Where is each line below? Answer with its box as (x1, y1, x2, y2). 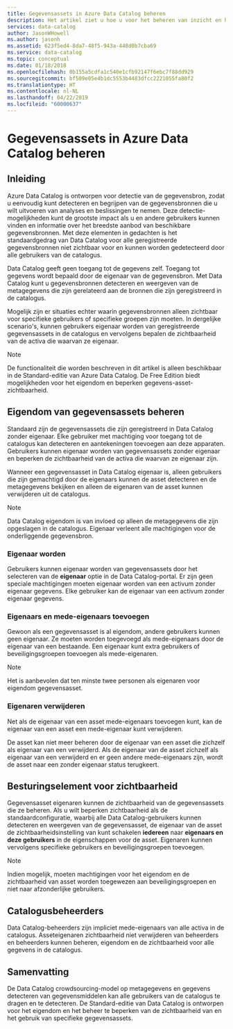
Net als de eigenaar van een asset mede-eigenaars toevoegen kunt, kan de (7, 717, 223, 726)
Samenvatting (7, 966, 69, 978)
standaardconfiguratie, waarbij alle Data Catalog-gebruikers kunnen (7, 813, 202, 822)
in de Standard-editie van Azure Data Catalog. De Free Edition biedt (7, 371, 200, 379)
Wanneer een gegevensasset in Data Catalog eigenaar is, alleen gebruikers (7, 468, 222, 476)
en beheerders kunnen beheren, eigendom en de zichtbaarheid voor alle (7, 939, 214, 947)
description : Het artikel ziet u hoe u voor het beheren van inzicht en (7, 17, 222, 24)
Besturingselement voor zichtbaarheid (7, 780, 178, 792)
